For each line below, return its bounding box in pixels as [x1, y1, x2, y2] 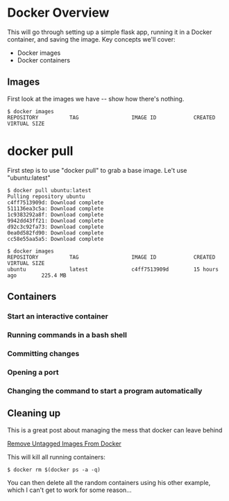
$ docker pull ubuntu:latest [7, 187, 92, 194]
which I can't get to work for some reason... [7, 486, 132, 494]
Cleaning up [7, 407, 61, 419]
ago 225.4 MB [7, 272, 67, 279]
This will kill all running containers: [7, 452, 105, 461]
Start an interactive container [7, 312, 109, 321]
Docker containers [17, 56, 71, 64]
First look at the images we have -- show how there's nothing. [7, 94, 185, 103]
